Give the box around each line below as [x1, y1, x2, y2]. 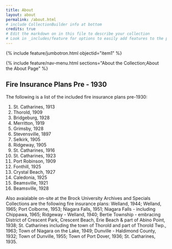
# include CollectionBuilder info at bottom [6, 21, 102, 27]
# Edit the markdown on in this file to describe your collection [6, 31, 150, 36]
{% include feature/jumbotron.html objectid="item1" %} [6, 50, 122, 56]
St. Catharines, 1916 [13, 147, 55, 153]
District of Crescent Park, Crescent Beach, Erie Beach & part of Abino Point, [6, 217, 165, 223]
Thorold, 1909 [13, 109, 43, 115]
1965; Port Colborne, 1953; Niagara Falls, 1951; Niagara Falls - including [6, 206, 156, 212]
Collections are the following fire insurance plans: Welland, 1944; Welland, [6, 200, 162, 207]
